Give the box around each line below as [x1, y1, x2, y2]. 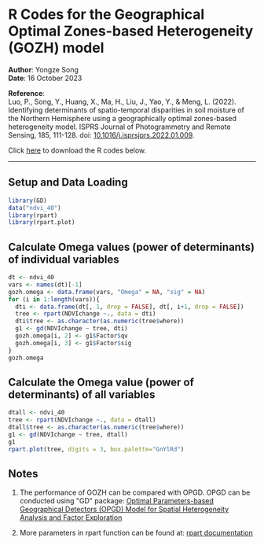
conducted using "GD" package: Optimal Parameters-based [19, 496, 214, 506]
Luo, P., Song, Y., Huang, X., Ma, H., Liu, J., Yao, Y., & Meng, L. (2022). [8, 97, 237, 106]
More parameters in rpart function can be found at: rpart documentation [19, 528, 253, 538]
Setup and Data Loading [8, 175, 128, 190]
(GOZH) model [8, 39, 104, 57]
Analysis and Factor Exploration [19, 513, 123, 522]
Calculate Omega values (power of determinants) [8, 240, 255, 253]
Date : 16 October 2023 [8, 73, 82, 83]
